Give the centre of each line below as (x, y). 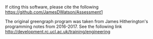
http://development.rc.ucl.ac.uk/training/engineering (58, 32)
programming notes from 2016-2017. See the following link (64, 26)
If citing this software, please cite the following (52, 7)
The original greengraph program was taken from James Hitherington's (77, 21)
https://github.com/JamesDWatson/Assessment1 (54, 12)
